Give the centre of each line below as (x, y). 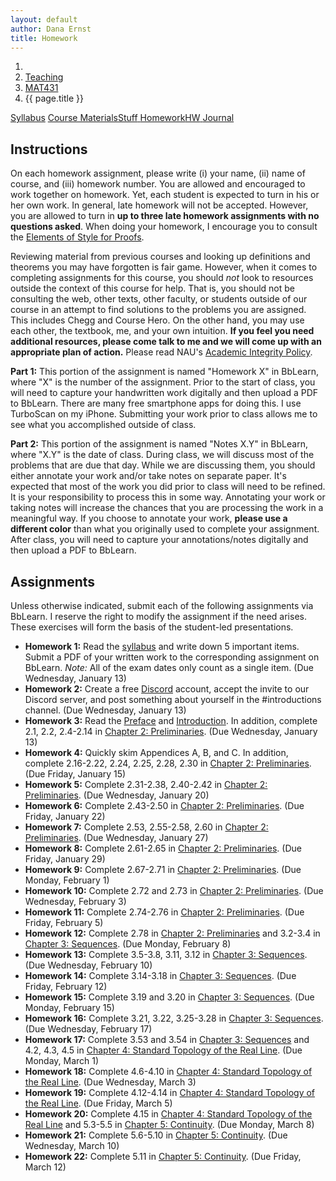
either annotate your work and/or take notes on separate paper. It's (148, 476)
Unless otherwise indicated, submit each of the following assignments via (162, 605)
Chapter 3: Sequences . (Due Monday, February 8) (128, 944)
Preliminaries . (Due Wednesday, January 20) (117, 795)
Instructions (49, 149)
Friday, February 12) (66, 986)
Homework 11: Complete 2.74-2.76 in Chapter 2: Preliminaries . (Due (164, 912)
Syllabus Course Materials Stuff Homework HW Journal (122, 118)
